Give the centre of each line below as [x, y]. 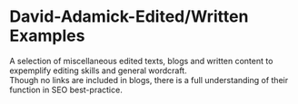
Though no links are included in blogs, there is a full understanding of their [149, 80]
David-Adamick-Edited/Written [129, 17]
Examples [47, 36]
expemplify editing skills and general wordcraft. [99, 71]
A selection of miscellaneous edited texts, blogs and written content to [141, 61]
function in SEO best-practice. [66, 90]
